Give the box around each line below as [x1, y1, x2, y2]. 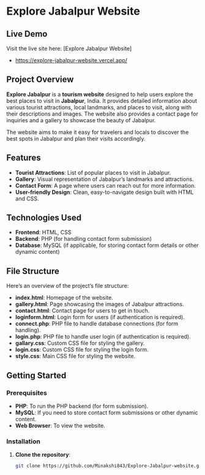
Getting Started [6, 370, 67, 380]
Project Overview [6, 75, 74, 85]
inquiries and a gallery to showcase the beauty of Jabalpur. [6, 116, 156, 123]
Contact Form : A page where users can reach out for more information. [15, 182, 196, 189]
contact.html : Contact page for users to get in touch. [15, 307, 150, 314]
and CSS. [15, 194, 39, 202]
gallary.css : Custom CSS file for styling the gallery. [15, 339, 145, 347]
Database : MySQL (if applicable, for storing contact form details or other [15, 241, 199, 249]
